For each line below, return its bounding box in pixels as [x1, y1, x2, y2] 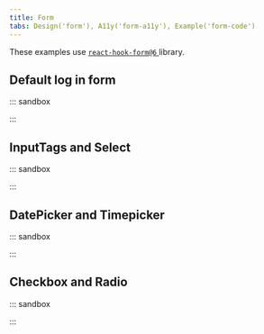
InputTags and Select [9, 140, 131, 155]
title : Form [9, 13, 54, 23]
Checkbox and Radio [9, 275, 128, 290]
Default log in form [9, 72, 116, 87]
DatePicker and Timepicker [9, 207, 165, 222]
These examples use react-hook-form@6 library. [9, 46, 185, 57]
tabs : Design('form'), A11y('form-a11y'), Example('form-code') [9, 22, 256, 31]
